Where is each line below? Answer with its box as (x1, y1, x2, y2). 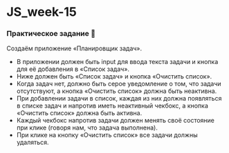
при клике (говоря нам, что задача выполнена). (16, 123, 158, 132)
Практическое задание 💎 (6, 29, 96, 39)
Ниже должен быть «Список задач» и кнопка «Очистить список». (16, 72, 212, 81)
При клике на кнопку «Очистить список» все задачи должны (16, 131, 198, 139)
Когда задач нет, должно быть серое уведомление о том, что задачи (16, 80, 222, 88)
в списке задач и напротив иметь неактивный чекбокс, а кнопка (16, 101, 209, 110)
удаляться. (16, 139, 49, 147)
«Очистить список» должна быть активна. (16, 109, 143, 117)
